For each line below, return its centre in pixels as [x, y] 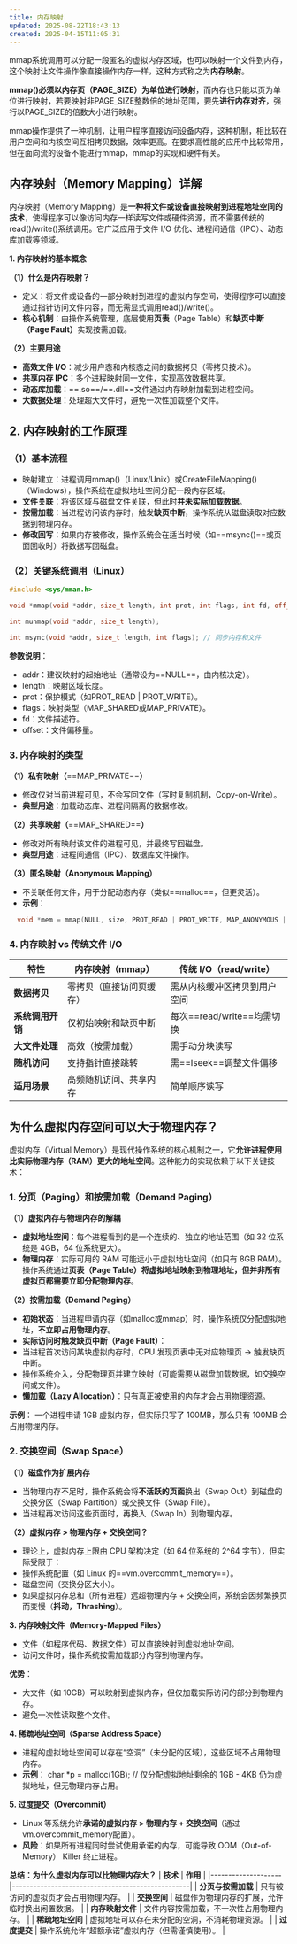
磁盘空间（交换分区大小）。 [70, 1584]
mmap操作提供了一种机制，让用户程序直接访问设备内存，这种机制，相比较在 [148, 131]
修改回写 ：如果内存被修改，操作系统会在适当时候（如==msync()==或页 [152, 534]
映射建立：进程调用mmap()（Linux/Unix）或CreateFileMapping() [140, 479]
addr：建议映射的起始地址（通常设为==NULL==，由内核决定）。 [138, 675]
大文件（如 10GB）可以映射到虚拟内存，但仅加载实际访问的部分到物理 [148, 1693]
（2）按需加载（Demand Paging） [72, 1300]
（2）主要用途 [35, 348]
